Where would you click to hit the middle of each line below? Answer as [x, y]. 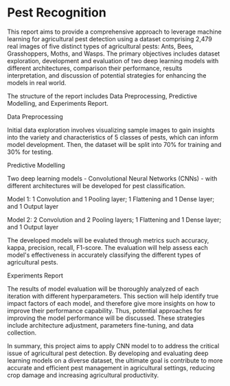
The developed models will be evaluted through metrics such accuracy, [108, 240]
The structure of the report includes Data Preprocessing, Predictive [102, 96]
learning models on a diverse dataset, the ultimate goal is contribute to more [115, 360]
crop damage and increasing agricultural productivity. [83, 375]
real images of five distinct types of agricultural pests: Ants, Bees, [100, 46]
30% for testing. [30, 152]
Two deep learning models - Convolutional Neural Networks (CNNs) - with [112, 178]
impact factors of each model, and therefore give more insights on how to [111, 303]
